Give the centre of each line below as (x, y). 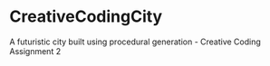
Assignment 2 (35, 51)
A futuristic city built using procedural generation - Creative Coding (135, 42)
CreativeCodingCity (86, 17)
